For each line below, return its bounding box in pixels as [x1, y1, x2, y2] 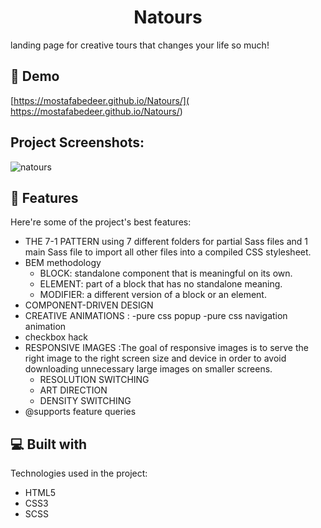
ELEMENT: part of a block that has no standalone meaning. [39, 278, 283, 290]
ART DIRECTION [39, 384, 108, 396]
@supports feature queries [24, 406, 137, 418]
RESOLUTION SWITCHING [39, 374, 150, 386]
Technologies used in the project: [10, 467, 148, 480]
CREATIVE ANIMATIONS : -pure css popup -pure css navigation [24, 310, 288, 322]
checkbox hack [24, 331, 88, 343]
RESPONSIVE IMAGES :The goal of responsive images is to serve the [24, 342, 309, 354]
